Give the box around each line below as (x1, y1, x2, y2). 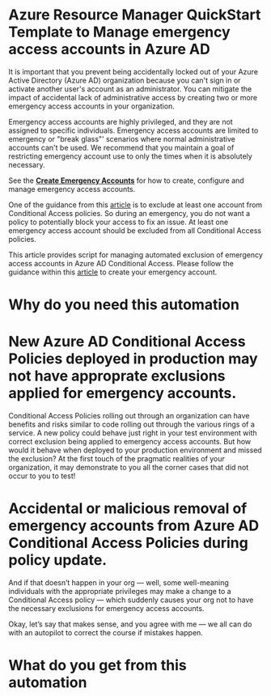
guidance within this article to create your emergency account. (8, 267, 218, 277)
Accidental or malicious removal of (8, 499, 248, 518)
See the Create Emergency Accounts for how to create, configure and (8, 176, 244, 185)
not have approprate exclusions (8, 367, 226, 385)
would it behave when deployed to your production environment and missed (8, 445, 263, 455)
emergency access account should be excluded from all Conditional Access (8, 225, 261, 236)
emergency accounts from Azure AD (8, 516, 260, 535)
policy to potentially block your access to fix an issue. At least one (8, 217, 229, 227)
